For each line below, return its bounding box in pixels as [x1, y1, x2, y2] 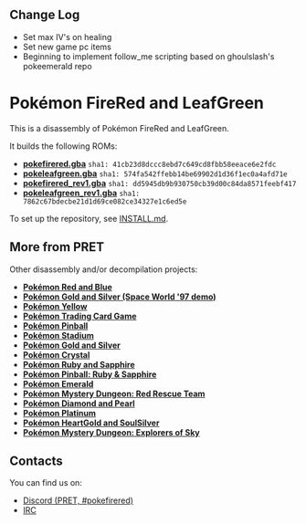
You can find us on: [9, 477, 82, 488]
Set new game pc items [22, 41, 112, 52]
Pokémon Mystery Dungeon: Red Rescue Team [22, 388, 206, 399]
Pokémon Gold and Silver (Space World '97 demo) [22, 291, 216, 302]
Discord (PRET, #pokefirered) [22, 495, 134, 506]
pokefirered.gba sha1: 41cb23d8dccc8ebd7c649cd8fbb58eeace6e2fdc [22, 158, 277, 169]
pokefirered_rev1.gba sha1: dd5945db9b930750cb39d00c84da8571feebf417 [22, 177, 297, 188]
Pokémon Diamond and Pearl [22, 397, 135, 409]
